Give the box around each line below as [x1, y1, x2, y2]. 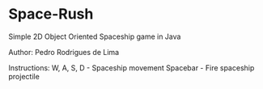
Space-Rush [8, 5, 94, 23]
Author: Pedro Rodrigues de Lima [8, 47, 120, 57]
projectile [8, 71, 40, 81]
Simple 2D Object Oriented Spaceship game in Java [8, 32, 181, 41]
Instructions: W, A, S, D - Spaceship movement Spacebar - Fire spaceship [8, 62, 255, 73]
